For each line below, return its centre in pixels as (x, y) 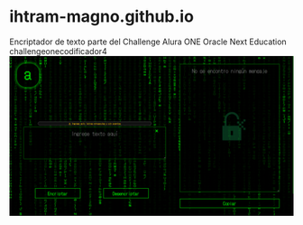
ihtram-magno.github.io (101, 17)
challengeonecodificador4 (59, 51)
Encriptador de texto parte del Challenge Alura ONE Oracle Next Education (148, 42)
